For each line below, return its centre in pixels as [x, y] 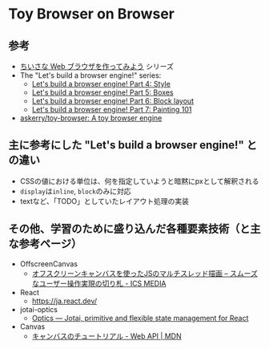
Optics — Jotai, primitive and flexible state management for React [140, 318]
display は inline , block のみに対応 [75, 191]
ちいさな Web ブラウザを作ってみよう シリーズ [97, 66]
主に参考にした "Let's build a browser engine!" [126, 145]
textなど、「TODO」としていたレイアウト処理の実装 [104, 201]
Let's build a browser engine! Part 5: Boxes [102, 92]
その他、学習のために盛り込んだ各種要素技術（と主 [134, 229]
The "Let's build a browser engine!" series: [90, 75]
